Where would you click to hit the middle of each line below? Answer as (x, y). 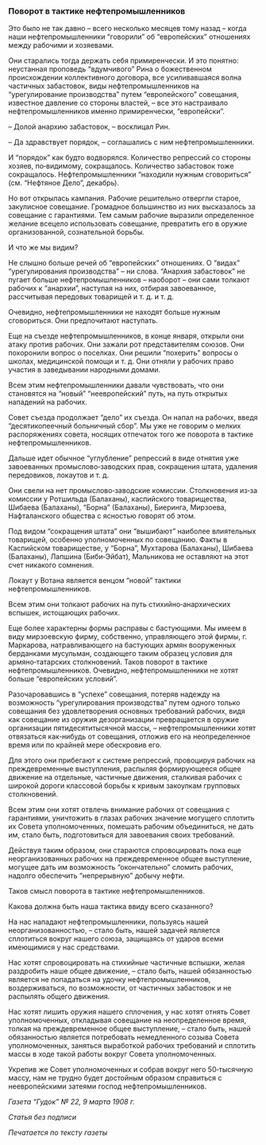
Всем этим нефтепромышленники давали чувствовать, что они (116, 385)
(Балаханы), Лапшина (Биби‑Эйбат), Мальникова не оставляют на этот (129, 557)
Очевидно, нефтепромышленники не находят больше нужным (114, 312)
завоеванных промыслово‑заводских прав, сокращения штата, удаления (133, 467)
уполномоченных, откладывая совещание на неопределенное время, (127, 1020)
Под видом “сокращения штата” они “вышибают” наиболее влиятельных (132, 531)
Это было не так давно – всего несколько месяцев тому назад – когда (128, 29)
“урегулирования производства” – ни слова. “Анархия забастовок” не (127, 271)
